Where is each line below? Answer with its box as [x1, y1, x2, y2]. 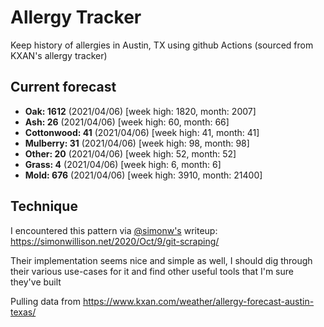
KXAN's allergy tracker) [10, 49, 108, 61]
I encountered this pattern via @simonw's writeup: [10, 224, 218, 236]
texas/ [10, 306, 37, 318]
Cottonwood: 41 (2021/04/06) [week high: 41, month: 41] [24, 126, 260, 138]
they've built [10, 276, 62, 288]
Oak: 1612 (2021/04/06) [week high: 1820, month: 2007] [24, 105, 257, 117]
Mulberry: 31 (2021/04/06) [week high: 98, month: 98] [24, 137, 250, 149]
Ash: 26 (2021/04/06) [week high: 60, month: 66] [24, 116, 230, 128]
